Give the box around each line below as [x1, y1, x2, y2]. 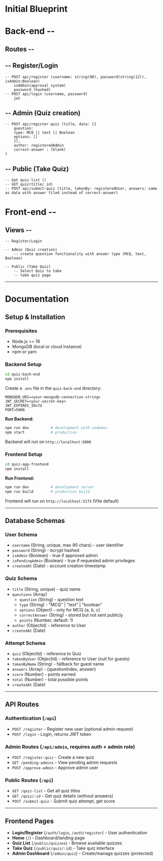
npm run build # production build [5, 489, 90, 494]
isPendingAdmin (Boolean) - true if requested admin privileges [12, 558, 135, 564]
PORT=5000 [5, 408, 25, 413]
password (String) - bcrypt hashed [12, 547, 80, 553]
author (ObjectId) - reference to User [12, 622, 86, 628]
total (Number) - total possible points [12, 676, 88, 682]
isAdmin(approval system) [14, 83, 66, 88]
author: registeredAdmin [14, 143, 64, 148]
